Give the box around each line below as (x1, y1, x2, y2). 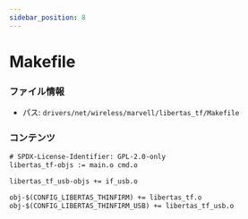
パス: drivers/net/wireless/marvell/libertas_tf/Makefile (21, 107, 240, 118)
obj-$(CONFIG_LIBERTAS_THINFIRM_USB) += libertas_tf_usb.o (9, 201, 235, 210)
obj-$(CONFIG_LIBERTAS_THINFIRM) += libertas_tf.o (9, 193, 202, 202)
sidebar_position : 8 (9, 13, 87, 22)
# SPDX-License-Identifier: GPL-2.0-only (9, 153, 167, 162)
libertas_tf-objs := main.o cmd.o (9, 161, 139, 170)
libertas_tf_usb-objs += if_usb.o (9, 177, 139, 186)
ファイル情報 (9, 85, 65, 97)
